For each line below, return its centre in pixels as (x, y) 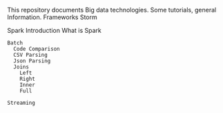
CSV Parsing (31, 55)
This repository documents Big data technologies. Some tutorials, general (112, 10)
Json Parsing (32, 61)
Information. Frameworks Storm (52, 17)
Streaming (21, 103)
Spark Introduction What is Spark (55, 30)
